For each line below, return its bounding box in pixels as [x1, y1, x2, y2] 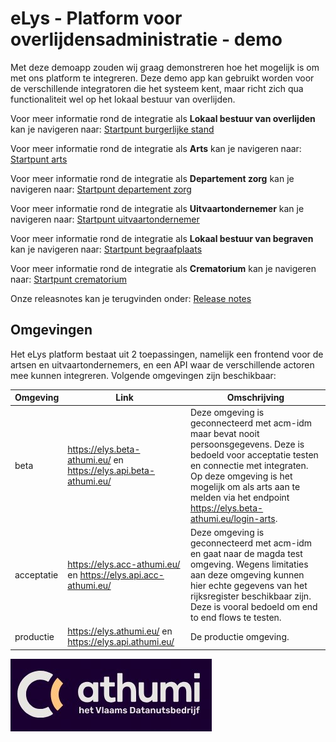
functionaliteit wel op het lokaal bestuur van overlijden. [10, 93, 236, 105]
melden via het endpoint [189, 491, 290, 503]
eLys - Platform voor [10, 7, 183, 30]
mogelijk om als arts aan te [189, 480, 301, 492]
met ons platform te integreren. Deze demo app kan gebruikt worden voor [10, 72, 315, 84]
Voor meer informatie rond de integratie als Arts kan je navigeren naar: [10, 142, 302, 154]
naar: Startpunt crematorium [10, 273, 127, 285]
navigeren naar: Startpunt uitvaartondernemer [10, 213, 200, 225]
